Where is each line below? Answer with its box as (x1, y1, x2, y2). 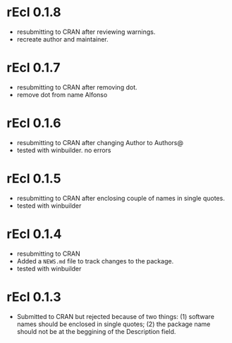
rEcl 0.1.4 (6, 226, 62, 242)
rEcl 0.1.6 (6, 116, 61, 131)
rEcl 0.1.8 (6, 4, 61, 20)
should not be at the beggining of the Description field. (16, 327, 176, 335)
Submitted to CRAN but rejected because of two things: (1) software (16, 312, 214, 320)
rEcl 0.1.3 (6, 289, 61, 305)
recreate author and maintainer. (16, 35, 109, 43)
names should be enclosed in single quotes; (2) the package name (16, 320, 211, 328)
